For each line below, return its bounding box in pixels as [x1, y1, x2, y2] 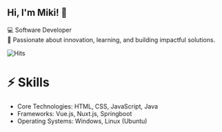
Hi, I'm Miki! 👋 [7, 7, 68, 19]
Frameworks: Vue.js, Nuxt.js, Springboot [17, 109, 132, 117]
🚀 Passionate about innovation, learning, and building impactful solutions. [7, 35, 216, 44]
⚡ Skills [7, 75, 50, 90]
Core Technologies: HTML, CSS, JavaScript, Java [17, 102, 159, 111]
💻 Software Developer [7, 26, 72, 34]
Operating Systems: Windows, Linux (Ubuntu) [17, 117, 148, 125]
